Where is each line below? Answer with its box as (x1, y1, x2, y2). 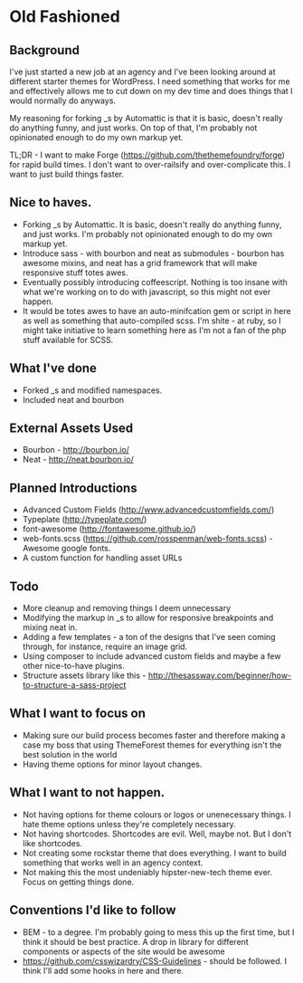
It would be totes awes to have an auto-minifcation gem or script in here (22, 305, 291, 316)
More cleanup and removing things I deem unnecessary (22, 603, 232, 614)
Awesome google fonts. (22, 543, 111, 554)
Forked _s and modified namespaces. (22, 385, 163, 396)
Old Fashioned (9, 6, 120, 27)
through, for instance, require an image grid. (22, 641, 188, 653)
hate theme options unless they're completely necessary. (22, 818, 237, 829)
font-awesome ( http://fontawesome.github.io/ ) (22, 523, 196, 535)
